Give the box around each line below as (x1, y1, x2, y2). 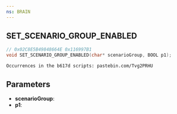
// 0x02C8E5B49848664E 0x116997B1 (6, 47, 92, 53)
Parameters (6, 79, 51, 90)
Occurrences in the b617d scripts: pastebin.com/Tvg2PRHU (6, 63, 153, 69)
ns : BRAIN (6, 8, 31, 15)
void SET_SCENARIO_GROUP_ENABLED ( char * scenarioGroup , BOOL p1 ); (6, 52, 172, 58)
